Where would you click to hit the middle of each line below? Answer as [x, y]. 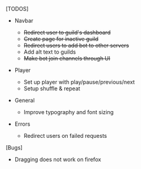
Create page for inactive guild [61, 39]
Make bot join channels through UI [67, 58]
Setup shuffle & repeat [52, 88]
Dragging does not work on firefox [58, 159]
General [24, 100]
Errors [22, 124]
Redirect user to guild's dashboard [67, 32]
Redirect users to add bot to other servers [76, 45]
